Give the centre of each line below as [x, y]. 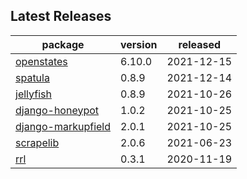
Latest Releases [61, 16]
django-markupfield [63, 126]
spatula [32, 77]
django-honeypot [57, 110]
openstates [41, 61]
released [200, 44]
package [63, 44]
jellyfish [33, 94]
